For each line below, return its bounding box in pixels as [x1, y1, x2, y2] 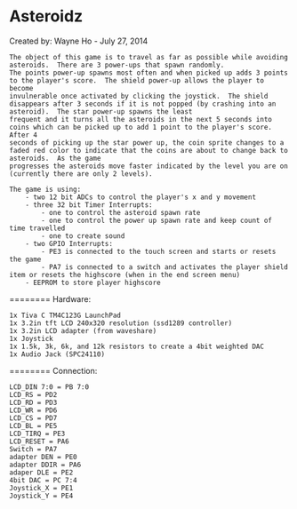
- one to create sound [41, 231, 125, 241]
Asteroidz [9, 6, 84, 27]
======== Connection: [9, 365, 98, 376]
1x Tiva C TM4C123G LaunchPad [9, 311, 122, 320]
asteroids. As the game [9, 154, 101, 163]
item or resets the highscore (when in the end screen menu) [9, 270, 241, 279]
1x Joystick [9, 334, 53, 343]
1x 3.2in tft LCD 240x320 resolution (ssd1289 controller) [9, 318, 233, 328]
